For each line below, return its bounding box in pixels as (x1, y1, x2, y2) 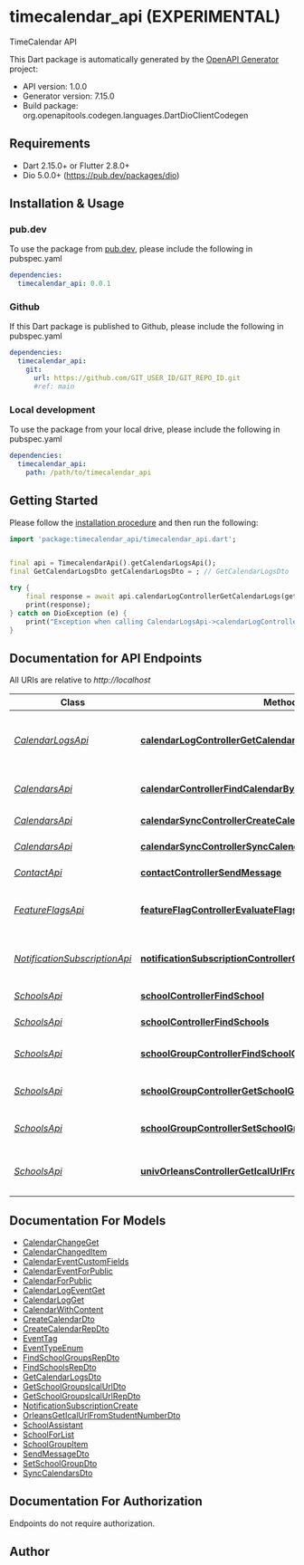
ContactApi (14, 866, 62, 879)
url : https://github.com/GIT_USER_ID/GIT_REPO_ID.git (33, 374, 242, 383)
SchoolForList (22, 1429, 75, 1440)
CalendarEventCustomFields (22, 1256, 129, 1267)
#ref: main (33, 382, 75, 391)
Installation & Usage (9, 196, 125, 212)
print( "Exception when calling (25, 617, 144, 626)
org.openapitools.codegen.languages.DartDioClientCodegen (22, 110, 249, 120)
